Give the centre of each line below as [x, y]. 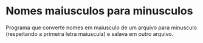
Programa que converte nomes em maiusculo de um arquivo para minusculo [101, 27]
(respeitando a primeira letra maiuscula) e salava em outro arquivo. [90, 33]
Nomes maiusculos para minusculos [99, 11]
